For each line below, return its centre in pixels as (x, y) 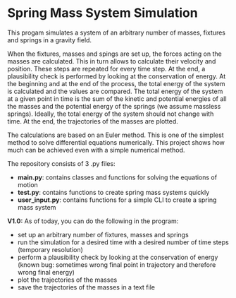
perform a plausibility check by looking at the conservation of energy (118, 257)
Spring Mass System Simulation (103, 13)
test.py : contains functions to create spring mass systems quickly (113, 192)
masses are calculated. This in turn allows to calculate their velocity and (112, 61)
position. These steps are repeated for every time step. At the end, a (106, 68)
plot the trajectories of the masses (67, 280)
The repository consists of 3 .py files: (61, 163)
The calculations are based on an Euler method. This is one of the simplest (116, 135)
